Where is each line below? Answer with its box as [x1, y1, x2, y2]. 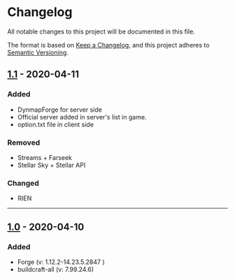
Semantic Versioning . [7, 48, 69, 57]
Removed [7, 138, 41, 147]
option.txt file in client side [17, 120, 94, 128]
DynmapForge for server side [17, 105, 103, 114]
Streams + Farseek [17, 153, 72, 161]
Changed [7, 178, 40, 188]
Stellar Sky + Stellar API [17, 161, 86, 169]
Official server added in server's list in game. [17, 112, 147, 121]
